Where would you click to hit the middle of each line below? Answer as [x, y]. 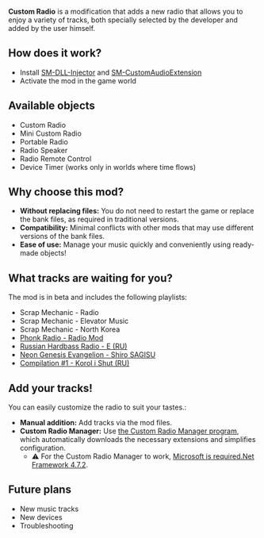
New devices [41, 517]
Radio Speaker [44, 150]
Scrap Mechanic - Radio [59, 313]
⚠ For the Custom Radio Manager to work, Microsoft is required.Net [143, 456]
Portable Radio [44, 141]
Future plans [40, 490]
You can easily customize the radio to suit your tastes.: [98, 407]
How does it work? [55, 54]
